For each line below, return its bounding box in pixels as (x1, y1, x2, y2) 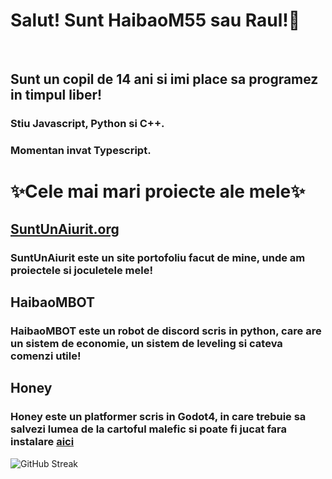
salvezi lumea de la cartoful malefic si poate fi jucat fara (10, 422, 288, 436)
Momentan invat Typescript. (10, 144, 152, 158)
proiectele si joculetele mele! (10, 263, 153, 277)
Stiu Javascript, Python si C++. (10, 117, 165, 131)
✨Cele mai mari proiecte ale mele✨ (10, 180, 306, 203)
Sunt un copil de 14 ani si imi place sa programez (10, 71, 319, 88)
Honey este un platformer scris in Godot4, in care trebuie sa (10, 410, 307, 424)
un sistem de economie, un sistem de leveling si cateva (10, 336, 283, 350)
